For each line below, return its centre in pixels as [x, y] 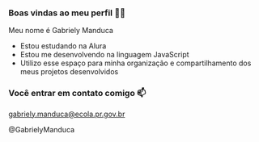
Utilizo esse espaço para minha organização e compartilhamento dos [136, 63]
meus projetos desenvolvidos [69, 72]
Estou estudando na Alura [63, 46]
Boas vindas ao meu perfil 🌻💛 [67, 13]
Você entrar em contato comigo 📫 [77, 94]
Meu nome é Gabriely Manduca [61, 31]
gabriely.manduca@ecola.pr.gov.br [67, 114]
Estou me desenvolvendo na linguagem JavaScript [104, 55]
